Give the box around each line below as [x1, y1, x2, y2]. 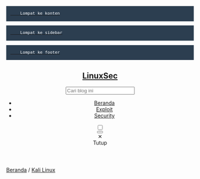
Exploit [96, 106, 113, 113]
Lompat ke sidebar [20, 30, 62, 36]
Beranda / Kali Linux [6, 167, 55, 174]
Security [94, 112, 115, 120]
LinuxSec [82, 71, 118, 81]
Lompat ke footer [20, 49, 61, 55]
